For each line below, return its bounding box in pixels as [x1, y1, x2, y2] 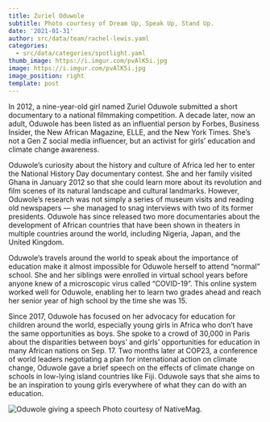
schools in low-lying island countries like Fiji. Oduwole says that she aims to [8, 371, 260, 381]
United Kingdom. [8, 237, 64, 247]
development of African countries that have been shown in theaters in [8, 219, 240, 230]
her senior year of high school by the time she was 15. [8, 295, 188, 305]
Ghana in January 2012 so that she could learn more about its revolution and [8, 177, 262, 186]
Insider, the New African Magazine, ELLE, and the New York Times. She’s [8, 127, 251, 137]
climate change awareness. [8, 144, 100, 154]
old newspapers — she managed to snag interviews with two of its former [8, 203, 254, 212]
